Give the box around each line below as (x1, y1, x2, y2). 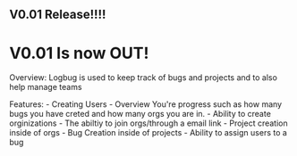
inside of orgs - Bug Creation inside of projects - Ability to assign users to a (9, 127, 288, 138)
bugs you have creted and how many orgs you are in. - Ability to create (9, 109, 271, 119)
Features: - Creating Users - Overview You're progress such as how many (9, 99, 283, 110)
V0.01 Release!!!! (9, 7, 106, 22)
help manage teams (9, 82, 82, 93)
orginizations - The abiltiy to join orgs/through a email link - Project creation (9, 118, 288, 128)
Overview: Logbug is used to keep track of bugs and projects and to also (9, 72, 277, 83)
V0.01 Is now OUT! (9, 43, 149, 63)
